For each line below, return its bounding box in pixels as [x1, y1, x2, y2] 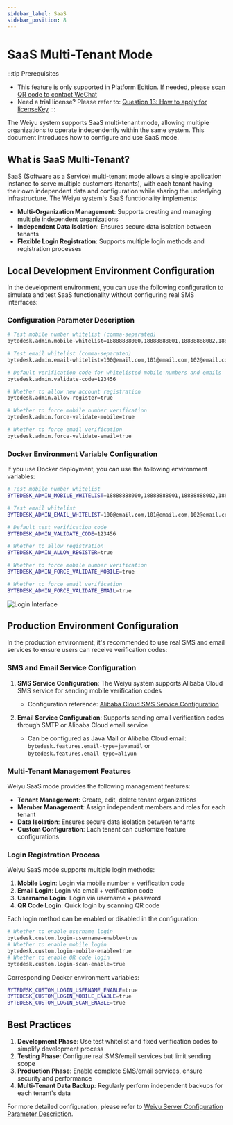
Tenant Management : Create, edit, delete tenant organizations [17, 795, 197, 804]
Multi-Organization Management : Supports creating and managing [17, 208, 212, 216]
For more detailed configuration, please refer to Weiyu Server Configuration [7, 1103, 223, 1111]
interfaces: [7, 298, 38, 307]
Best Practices [7, 1019, 71, 1030]
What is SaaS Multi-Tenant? [7, 154, 130, 165]
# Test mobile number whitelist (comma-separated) [7, 331, 157, 338]
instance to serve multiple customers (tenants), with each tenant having [7, 179, 212, 188]
